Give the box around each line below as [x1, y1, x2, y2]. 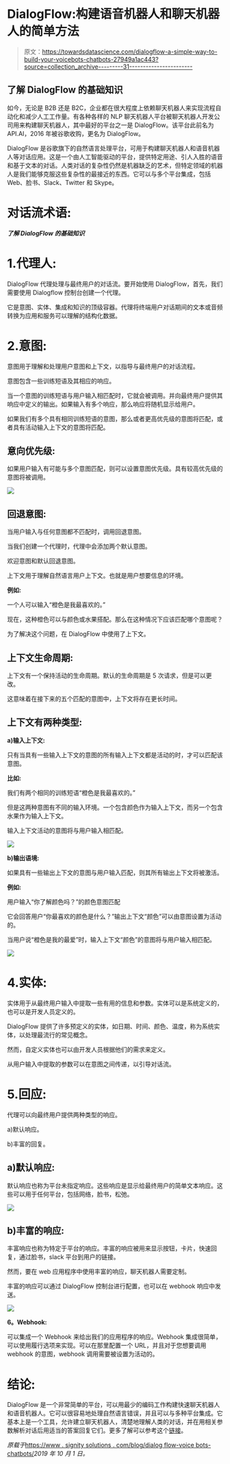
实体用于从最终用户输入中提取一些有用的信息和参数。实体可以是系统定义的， [7, 999, 223, 1007]
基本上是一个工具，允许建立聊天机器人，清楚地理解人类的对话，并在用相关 [7, 1418, 217, 1426]
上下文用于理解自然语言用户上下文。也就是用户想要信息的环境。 [7, 572, 187, 580]
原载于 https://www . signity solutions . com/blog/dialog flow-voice [7, 1441, 194, 1450]
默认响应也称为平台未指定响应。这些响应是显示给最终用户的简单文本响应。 [7, 1181, 217, 1189]
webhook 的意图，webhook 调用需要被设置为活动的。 [7, 1350, 159, 1358]
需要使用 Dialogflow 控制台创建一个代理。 [7, 288, 125, 296]
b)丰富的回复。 [7, 1140, 49, 1148]
